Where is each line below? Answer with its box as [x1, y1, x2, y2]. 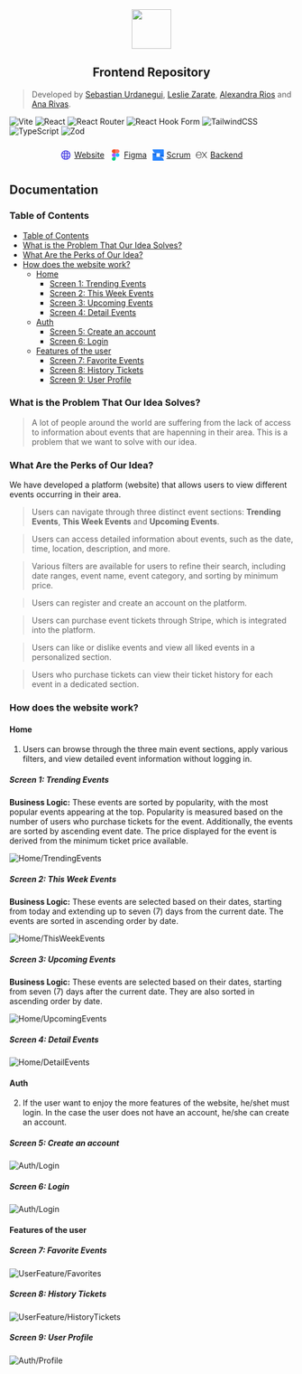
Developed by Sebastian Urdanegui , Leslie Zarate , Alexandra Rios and [31, 89, 292, 99]
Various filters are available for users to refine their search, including [31, 560, 287, 572]
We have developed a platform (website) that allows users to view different [9, 479, 288, 491]
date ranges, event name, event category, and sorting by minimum [31, 570, 279, 581]
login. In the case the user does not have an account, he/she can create [22, 1107, 290, 1118]
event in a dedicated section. [31, 679, 140, 690]
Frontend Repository [92, 65, 211, 80]
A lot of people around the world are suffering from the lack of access [31, 417, 291, 428]
